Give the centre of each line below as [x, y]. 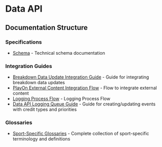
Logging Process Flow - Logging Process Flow [61, 99]
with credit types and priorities [45, 109]
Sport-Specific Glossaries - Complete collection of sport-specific [81, 134]
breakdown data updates [39, 83]
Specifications [24, 42]
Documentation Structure [46, 28]
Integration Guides [29, 66]
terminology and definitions [41, 139]
